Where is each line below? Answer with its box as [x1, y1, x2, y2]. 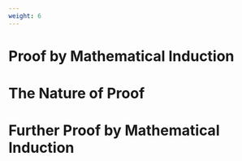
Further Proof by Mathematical [8, 121, 220, 140]
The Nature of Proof [8, 85, 145, 102]
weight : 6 [8, 11, 42, 20]
